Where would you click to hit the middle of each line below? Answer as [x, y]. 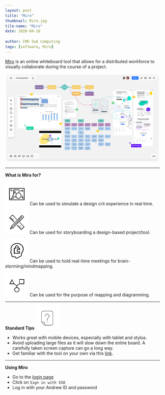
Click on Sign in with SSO [39, 382]
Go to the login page [33, 377]
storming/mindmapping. [29, 266]
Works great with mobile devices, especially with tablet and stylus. [80, 337]
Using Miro [16, 367]
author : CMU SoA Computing [33, 42]
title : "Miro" [20, 16]
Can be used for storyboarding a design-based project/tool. [90, 232]
